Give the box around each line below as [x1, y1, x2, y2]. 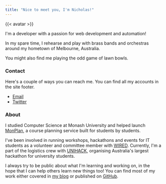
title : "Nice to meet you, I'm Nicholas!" [5, 7, 94, 12]
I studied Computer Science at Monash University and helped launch [5, 123, 146, 128]
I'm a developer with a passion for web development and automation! [5, 30, 147, 36]
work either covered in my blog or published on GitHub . [5, 173, 118, 179]
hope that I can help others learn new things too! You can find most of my [5, 168, 155, 174]
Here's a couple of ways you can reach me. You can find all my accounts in [5, 78, 159, 84]
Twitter [12, 99, 27, 105]
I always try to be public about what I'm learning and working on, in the [5, 163, 150, 169]
